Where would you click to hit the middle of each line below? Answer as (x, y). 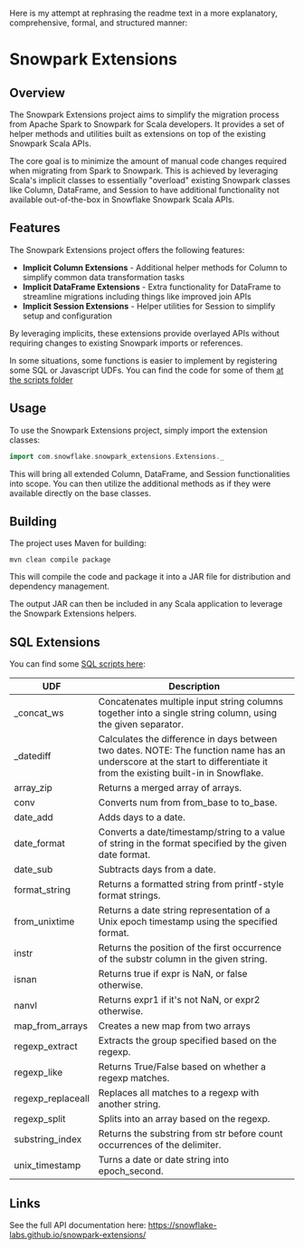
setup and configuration (67, 316)
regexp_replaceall (52, 1098)
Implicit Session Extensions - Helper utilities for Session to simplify (149, 306)
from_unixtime (44, 922)
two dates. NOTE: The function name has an (192, 750)
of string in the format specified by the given (193, 844)
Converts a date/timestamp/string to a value (192, 832)
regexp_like (38, 1072)
